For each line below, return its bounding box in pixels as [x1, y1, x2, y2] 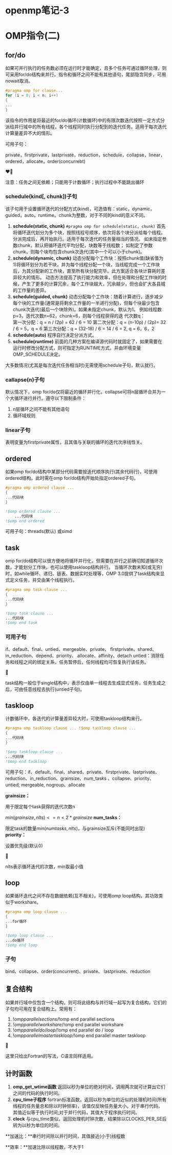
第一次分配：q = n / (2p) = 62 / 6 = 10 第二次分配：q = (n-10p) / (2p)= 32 [12, 319, 166, 325]
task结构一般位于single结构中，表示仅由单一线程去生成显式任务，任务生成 [5, 680, 161, 686]
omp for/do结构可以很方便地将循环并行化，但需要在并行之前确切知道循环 [5, 557, 159, 564]
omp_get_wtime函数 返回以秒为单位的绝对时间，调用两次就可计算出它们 [12, 1084, 165, 1090]
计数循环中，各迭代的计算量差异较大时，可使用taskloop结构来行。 [5, 715, 145, 722]
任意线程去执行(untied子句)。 [23, 686, 85, 692]
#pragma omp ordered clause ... [5, 485, 74, 490]
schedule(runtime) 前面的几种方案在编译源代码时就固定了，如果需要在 [12, 338, 163, 344]
